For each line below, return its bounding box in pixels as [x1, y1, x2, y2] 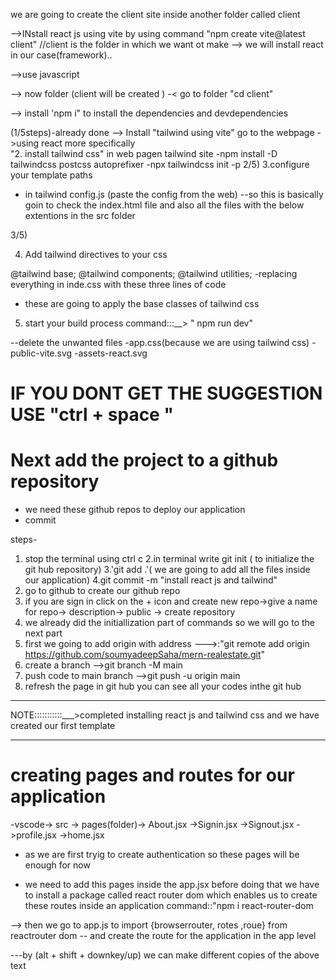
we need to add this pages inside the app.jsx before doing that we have [24, 879, 320, 891]
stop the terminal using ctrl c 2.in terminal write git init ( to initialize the [24, 553, 315, 565]
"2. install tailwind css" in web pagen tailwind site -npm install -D [10, 148, 278, 159]
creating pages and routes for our [10, 764, 295, 787]
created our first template [10, 720, 116, 732]
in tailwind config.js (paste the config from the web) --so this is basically [24, 189, 324, 200]
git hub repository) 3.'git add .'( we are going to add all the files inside [24, 564, 311, 576]
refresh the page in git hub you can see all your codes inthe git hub [24, 680, 302, 693]
